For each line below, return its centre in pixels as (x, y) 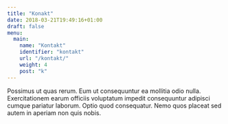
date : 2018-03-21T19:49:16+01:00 (55, 20)
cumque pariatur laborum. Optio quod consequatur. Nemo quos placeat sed (114, 105)
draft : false (26, 26)
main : (21, 39)
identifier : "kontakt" (52, 52)
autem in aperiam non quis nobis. (54, 113)
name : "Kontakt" (43, 45)
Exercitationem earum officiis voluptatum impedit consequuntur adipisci (109, 98)
